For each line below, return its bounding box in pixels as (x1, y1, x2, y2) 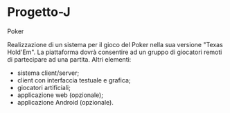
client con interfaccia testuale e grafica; (17, 76, 131, 84)
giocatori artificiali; (17, 83, 71, 92)
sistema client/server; (17, 69, 80, 77)
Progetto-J (7, 4, 71, 20)
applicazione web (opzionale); (17, 91, 104, 99)
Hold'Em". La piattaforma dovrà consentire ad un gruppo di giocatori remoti (7, 48, 222, 56)
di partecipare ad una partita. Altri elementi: (7, 55, 132, 63)
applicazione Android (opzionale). (17, 98, 114, 106)
